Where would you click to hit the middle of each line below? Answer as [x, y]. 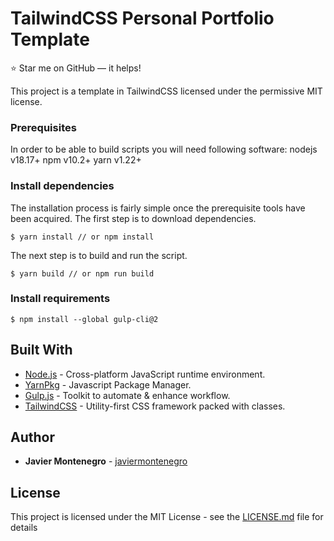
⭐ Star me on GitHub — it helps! [76, 68]
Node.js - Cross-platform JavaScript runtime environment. [145, 374]
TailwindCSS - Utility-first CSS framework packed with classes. [155, 406]
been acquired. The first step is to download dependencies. [133, 218]
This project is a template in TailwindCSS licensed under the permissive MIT [166, 91]
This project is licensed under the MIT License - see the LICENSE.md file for [167, 517]
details [24, 528]
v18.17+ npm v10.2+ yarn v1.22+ [76, 160]
